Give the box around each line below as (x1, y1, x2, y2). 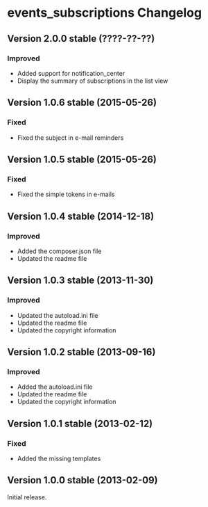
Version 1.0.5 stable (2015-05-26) (7, 153, 157, 165)
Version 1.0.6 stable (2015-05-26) (7, 97, 157, 108)
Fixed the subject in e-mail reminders (17, 134, 124, 142)
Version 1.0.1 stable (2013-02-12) (7, 417, 153, 429)
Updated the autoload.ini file (17, 311, 98, 319)
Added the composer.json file (17, 247, 102, 255)
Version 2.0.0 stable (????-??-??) (7, 33, 155, 45)
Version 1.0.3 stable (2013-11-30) (7, 275, 154, 287)
